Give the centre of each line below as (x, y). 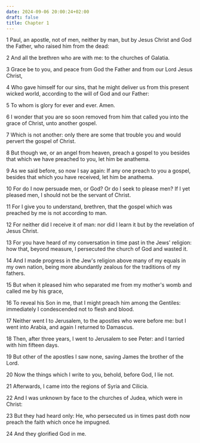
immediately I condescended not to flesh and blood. (70, 310)
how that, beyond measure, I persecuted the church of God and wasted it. (97, 249)
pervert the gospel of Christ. (41, 141)
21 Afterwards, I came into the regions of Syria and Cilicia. (77, 386)
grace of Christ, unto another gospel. (52, 123)
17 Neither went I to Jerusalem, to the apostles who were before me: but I (96, 321)
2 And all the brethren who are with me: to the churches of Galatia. (88, 58)
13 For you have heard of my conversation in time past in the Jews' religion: (99, 242)
